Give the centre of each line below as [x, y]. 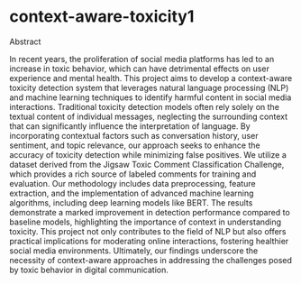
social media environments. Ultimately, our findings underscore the [134, 251]
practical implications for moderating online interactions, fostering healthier [149, 241]
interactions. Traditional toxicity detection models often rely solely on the [144, 106]
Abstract [25, 41]
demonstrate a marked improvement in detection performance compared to [150, 212]
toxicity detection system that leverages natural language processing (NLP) [149, 87]
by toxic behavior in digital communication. [89, 270]
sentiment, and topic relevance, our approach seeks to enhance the [135, 145]
